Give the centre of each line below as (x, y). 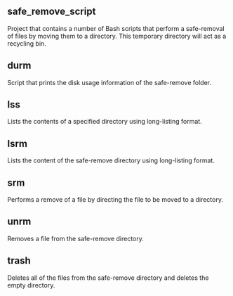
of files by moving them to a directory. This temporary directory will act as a (117, 36)
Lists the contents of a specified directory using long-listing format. (105, 122)
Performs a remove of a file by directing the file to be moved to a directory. (115, 200)
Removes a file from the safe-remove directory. (75, 238)
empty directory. (31, 285)
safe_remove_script (52, 12)
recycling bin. (27, 43)
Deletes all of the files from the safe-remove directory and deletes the (108, 278)
